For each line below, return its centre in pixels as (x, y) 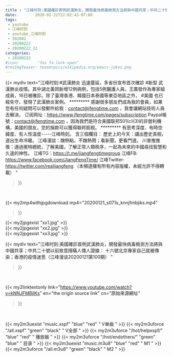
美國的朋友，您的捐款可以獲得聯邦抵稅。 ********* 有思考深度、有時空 (88, 128)
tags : (11, 20)
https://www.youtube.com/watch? (96, 287)
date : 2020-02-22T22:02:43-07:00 (49, 15)
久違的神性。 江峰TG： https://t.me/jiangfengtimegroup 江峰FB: (71, 153)
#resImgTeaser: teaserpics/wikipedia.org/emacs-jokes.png (68, 67)
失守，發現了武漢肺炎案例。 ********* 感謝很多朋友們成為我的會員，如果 (86, 102)
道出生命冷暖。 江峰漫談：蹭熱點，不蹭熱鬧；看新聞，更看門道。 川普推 (81, 140)
